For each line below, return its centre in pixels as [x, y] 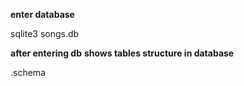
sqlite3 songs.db [45, 33]
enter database [42, 14]
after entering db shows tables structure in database [122, 53]
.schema [28, 72]
